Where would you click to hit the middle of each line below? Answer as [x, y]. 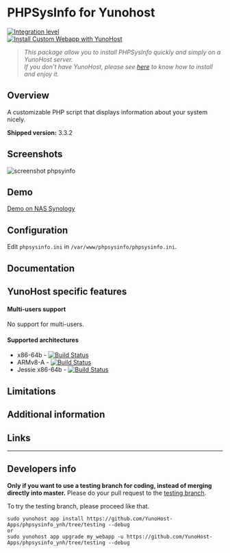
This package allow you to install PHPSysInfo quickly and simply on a [122, 52]
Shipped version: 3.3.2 [40, 132]
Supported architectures [43, 340]
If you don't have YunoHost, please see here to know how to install [118, 66]
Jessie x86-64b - [42, 370]
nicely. [16, 119]
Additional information [56, 415]
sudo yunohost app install [46, 519]
